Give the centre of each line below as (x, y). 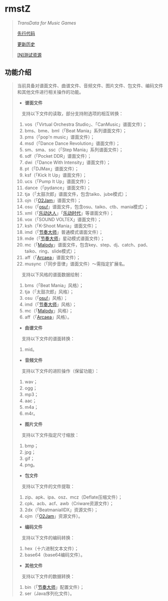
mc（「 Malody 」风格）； (49, 310)
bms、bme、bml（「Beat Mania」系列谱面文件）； (76, 130)
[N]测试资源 (29, 55)
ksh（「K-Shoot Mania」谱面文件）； (61, 226)
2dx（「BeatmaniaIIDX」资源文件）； (62, 510)
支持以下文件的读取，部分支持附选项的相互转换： (72, 113)
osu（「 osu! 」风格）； (46, 298)
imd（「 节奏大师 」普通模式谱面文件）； (64, 232)
